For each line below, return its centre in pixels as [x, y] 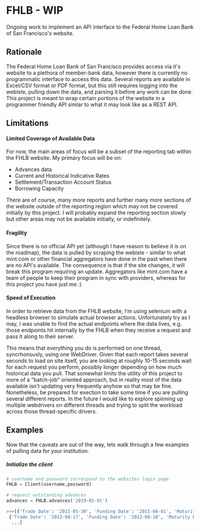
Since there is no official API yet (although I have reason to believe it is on [96, 246]
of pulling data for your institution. [48, 450]
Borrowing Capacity [39, 189]
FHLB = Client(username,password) [49, 484]
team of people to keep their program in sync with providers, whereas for [96, 277]
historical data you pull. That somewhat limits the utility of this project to [94, 373]
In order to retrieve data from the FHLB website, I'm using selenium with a [96, 311]
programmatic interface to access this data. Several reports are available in [98, 79]
